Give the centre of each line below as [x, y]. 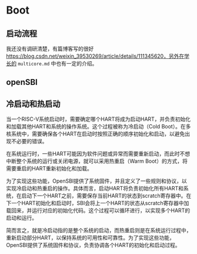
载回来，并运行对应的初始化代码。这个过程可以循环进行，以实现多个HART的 [98, 210]
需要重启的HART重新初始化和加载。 [49, 169]
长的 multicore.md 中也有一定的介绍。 [52, 63]
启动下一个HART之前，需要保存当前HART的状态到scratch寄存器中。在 [106, 196]
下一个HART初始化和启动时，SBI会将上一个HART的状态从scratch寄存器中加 [98, 203]
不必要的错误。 [29, 141]
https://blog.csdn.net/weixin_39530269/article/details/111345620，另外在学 [98, 56]
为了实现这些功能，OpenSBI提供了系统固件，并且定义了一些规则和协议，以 [96, 181]
